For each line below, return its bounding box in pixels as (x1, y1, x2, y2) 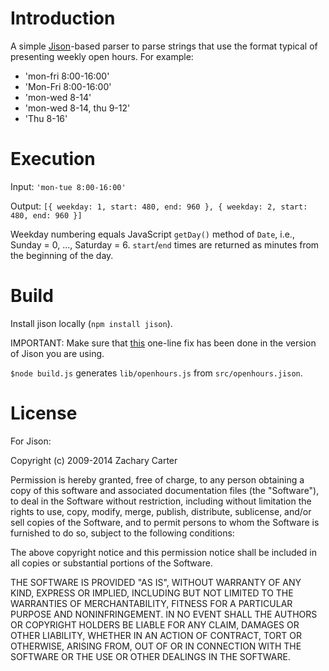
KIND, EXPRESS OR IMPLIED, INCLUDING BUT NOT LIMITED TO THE (10, 587, 294, 599)
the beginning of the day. (10, 249, 114, 261)
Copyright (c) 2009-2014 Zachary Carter (10, 454, 178, 466)
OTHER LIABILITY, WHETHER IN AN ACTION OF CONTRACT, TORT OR (10, 629, 302, 641)
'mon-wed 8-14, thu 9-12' (24, 102, 131, 114)
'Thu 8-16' (24, 112, 68, 124)
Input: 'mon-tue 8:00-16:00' (10, 180, 127, 192)
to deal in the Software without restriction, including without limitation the (10, 495, 312, 507)
